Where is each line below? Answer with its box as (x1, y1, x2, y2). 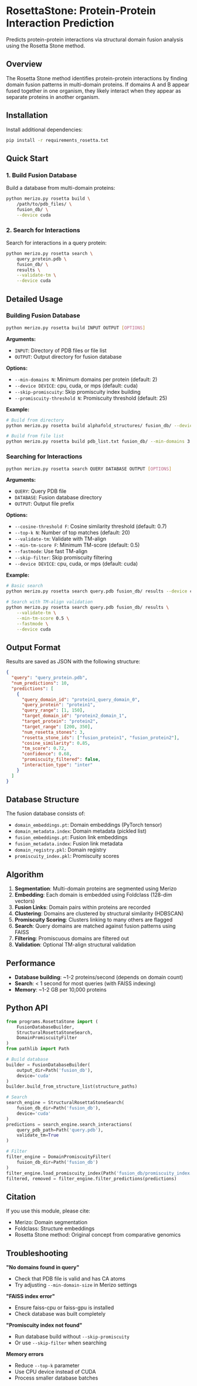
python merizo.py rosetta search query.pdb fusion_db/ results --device (6, 588, 188, 594)
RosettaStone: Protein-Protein (6, 4, 157, 18)
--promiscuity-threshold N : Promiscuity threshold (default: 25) (14, 394, 168, 401)
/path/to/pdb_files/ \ (16, 201, 72, 207)
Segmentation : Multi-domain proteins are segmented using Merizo (14, 885, 177, 892)
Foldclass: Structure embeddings (14, 1225, 95, 1232)
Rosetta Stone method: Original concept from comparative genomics (14, 1231, 181, 1238)
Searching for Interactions (6, 452, 83, 461)
